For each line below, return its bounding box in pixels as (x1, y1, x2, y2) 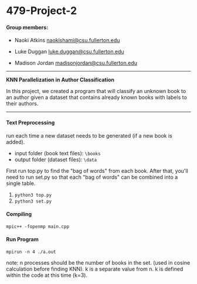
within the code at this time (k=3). (6, 272, 88, 279)
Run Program (6, 236, 39, 243)
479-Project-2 (6, 4, 77, 18)
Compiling (6, 211, 32, 218)
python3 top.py (14, 192, 52, 198)
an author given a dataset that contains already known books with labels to (6, 94, 188, 101)
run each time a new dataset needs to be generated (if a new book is (6, 132, 172, 139)
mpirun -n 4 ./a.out (6, 249, 57, 255)
